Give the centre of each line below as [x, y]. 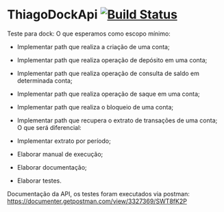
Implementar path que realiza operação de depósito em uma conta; [112, 60]
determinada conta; [45, 80]
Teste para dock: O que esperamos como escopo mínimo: [89, 34]
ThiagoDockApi [52, 15]
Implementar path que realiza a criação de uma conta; [93, 47]
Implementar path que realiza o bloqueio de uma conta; [95, 107]
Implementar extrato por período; [64, 141]
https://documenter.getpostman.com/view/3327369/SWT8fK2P [97, 201]
